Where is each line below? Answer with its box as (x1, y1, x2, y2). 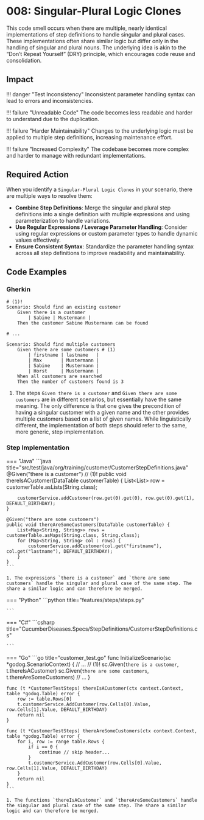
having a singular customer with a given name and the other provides (15, 409, 189, 416)
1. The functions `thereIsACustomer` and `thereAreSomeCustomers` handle (6, 797, 198, 803)
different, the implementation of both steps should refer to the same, (15, 422, 188, 429)
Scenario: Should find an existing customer (6, 304, 121, 310)
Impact (6, 74, 33, 85)
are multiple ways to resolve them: (6, 192, 93, 199)
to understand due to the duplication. (6, 115, 99, 122)
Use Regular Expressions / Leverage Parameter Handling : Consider (15, 223, 188, 231)
